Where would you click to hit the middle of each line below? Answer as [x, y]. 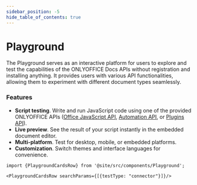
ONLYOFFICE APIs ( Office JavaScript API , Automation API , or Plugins [99, 117]
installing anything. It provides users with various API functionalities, [90, 76]
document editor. [36, 136]
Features [19, 98]
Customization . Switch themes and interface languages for [87, 148]
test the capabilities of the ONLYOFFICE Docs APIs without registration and [98, 70]
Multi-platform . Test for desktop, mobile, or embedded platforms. [96, 142]
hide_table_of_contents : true [44, 17]
